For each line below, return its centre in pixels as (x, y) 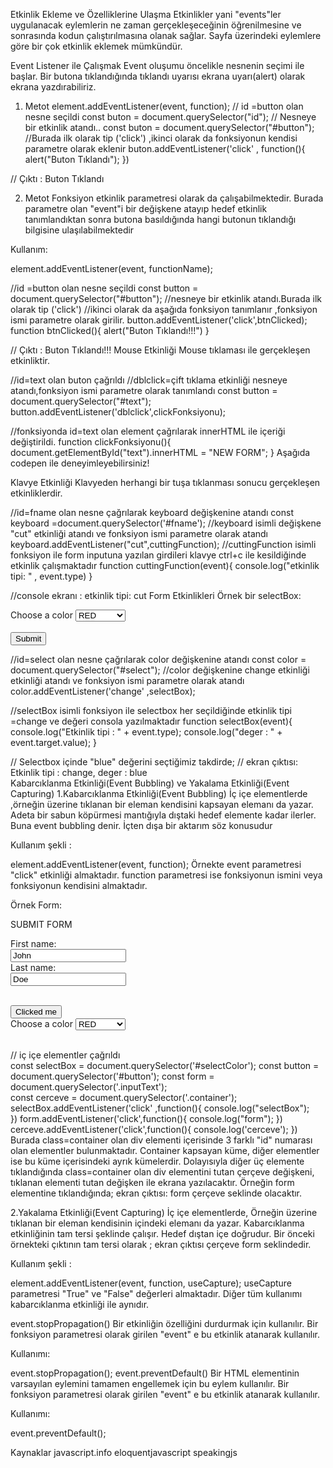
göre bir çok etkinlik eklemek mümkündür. (96, 46)
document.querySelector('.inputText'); (89, 1087)
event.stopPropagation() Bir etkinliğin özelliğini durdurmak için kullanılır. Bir (164, 1323)
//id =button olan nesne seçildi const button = (104, 288)
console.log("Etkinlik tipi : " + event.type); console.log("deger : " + (146, 732)
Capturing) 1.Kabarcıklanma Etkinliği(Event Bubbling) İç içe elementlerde (159, 793)
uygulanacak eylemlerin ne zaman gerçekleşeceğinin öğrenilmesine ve (156, 25)
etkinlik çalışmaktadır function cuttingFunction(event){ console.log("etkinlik (165, 565)
